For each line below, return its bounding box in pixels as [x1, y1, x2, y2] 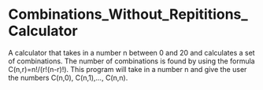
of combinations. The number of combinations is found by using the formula [8, 56, 255, 66]
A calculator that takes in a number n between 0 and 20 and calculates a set [8, 48, 255, 57]
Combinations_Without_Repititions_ [8, 5, 248, 23]
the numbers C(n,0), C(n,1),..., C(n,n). [8, 73, 128, 82]
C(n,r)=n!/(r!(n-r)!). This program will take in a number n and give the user [8, 64, 247, 74]
